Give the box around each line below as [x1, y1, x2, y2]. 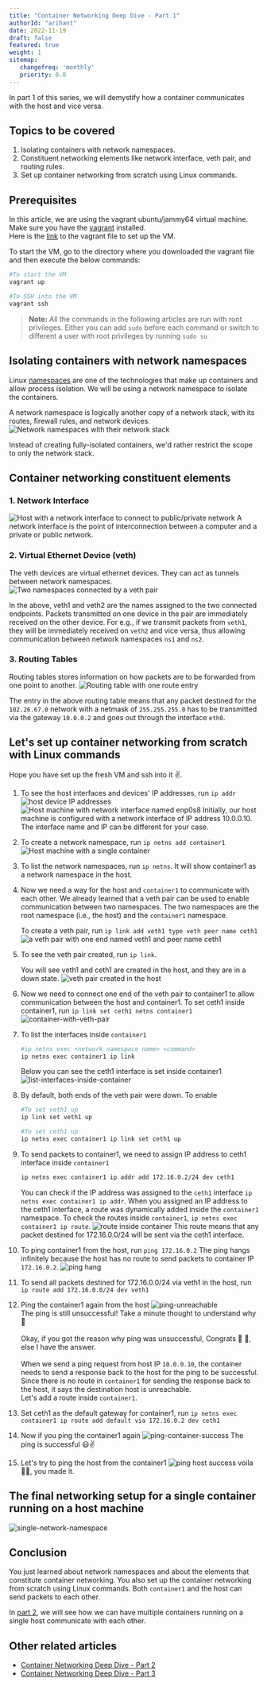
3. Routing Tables [9, 653, 78, 665]
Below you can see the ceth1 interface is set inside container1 [20, 1067, 222, 1076]
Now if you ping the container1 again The [20, 1430, 244, 1440]
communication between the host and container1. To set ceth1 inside [20, 997, 246, 1006]
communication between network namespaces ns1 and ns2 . [9, 634, 205, 644]
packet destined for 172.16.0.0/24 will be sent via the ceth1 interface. [20, 1230, 245, 1239]
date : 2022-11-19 [9, 26, 67, 34]
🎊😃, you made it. [20, 1466, 75, 1475]
